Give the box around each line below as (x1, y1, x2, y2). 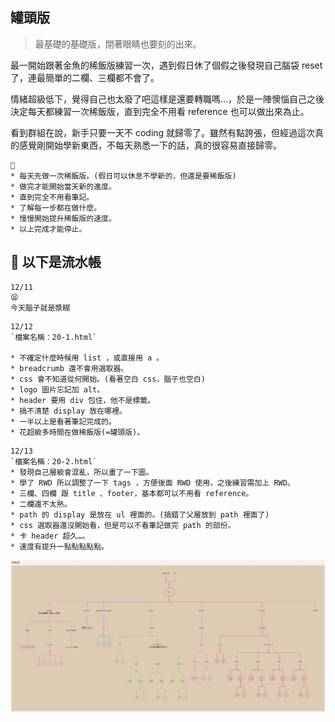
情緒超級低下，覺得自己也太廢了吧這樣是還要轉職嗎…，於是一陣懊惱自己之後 (10, 93, 325, 105)
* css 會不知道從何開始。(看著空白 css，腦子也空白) (10, 374, 206, 384)
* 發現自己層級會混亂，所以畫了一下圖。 (10, 467, 154, 477)
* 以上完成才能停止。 (10, 224, 87, 234)
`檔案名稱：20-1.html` (10, 332, 98, 342)
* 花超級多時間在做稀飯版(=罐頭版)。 (10, 427, 145, 437)
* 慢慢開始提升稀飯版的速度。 (10, 213, 117, 223)
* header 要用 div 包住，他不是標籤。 (10, 395, 156, 405)
